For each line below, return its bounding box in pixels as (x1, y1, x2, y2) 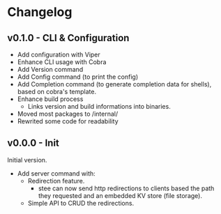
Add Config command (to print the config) (17, 72, 139, 81)
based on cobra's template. (17, 88, 96, 95)
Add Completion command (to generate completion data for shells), (17, 80, 212, 88)
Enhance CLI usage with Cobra (17, 58, 107, 66)
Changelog (7, 4, 73, 20)
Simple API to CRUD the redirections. (27, 199, 135, 207)
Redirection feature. (27, 176, 85, 185)
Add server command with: (17, 169, 96, 178)
